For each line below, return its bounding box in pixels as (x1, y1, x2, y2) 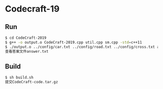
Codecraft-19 (5, 3, 60, 15)
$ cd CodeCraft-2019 (5, 35, 47, 40)
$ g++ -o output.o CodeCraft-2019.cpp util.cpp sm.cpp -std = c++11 (5, 40, 142, 44)
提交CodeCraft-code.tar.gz (5, 80, 58, 85)
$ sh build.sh (5, 75, 34, 80)
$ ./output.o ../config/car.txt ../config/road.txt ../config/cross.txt (5, 44, 155, 49)
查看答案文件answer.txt (5, 49, 49, 54)
